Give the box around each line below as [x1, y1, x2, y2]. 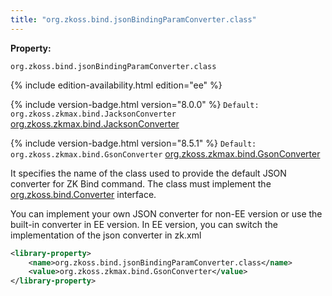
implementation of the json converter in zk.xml [10, 229, 202, 241]
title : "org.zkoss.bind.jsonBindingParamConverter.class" [10, 14, 257, 25]
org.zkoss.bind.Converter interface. [10, 188, 157, 200]
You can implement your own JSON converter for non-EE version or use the [10, 207, 323, 220]
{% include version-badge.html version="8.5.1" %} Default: [10, 137, 257, 149]
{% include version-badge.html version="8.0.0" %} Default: [10, 98, 260, 110]
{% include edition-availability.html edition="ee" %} [10, 79, 223, 91]
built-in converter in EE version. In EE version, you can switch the [10, 218, 279, 230]
